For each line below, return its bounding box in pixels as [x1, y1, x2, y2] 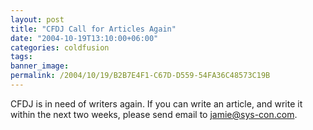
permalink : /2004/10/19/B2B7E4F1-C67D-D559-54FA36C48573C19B [10, 71, 271, 81]
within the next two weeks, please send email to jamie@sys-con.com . [10, 108, 298, 120]
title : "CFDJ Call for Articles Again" [10, 24, 177, 34]
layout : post [10, 14, 65, 25]
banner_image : [10, 61, 70, 71]
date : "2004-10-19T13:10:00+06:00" [10, 33, 159, 43]
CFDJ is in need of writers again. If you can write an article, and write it [10, 97, 303, 110]
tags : [10, 52, 33, 62]
